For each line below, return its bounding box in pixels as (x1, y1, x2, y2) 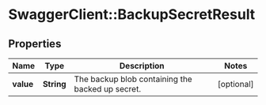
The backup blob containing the (74, 73, 192, 84)
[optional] (217, 79, 254, 89)
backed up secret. (74, 84, 141, 94)
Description (119, 61, 165, 71)
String (42, 79, 66, 89)
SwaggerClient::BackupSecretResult (8, 6, 256, 24)
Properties (8, 37, 62, 51)
